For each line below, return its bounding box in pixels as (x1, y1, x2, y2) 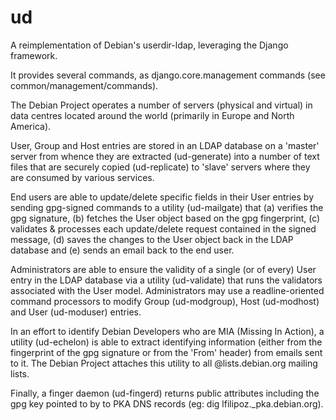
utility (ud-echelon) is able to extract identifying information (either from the (10, 336, 323, 348)
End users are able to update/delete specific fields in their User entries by (10, 191, 314, 203)
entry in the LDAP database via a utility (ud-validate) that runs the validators (10, 274, 323, 286)
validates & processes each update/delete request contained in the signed (10, 222, 317, 235)
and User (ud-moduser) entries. (10, 306, 142, 318)
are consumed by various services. (10, 171, 155, 183)
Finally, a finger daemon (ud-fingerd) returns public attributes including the (10, 387, 320, 399)
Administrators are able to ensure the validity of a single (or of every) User (10, 263, 317, 275)
